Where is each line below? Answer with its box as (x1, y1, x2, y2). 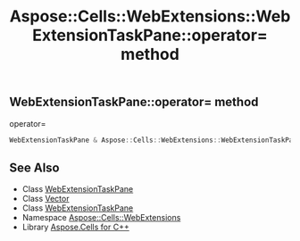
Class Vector (21, 194, 70, 204)
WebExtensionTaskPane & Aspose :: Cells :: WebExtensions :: (9, 136, 221, 145)
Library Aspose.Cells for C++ (21, 221, 129, 233)
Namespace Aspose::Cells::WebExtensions (21, 212, 181, 223)
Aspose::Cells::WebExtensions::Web (9, 6, 291, 27)
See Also (9, 160, 60, 175)
